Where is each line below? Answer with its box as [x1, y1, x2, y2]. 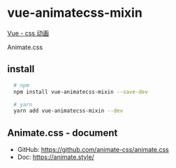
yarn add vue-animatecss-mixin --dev [13, 107, 124, 115]
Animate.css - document [7, 127, 118, 139]
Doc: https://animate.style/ [17, 153, 94, 162]
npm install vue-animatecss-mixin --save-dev [13, 88, 149, 95]
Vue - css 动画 [7, 29, 50, 37]
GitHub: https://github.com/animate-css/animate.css [17, 146, 169, 154]
